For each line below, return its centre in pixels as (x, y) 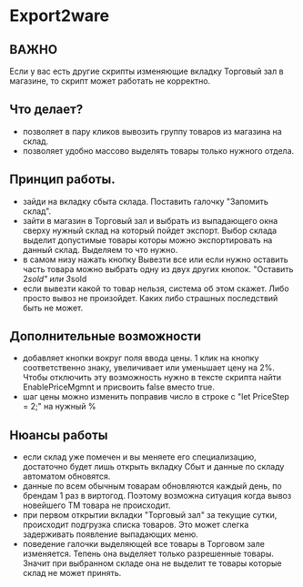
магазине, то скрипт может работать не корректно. (110, 81)
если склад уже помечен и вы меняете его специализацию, (139, 457)
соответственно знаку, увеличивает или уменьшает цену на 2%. (149, 368)
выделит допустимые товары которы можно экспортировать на (147, 240)
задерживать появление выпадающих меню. (110, 534)
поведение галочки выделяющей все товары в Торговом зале (144, 544)
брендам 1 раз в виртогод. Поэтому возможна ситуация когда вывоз (157, 496)
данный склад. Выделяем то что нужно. (100, 249)
